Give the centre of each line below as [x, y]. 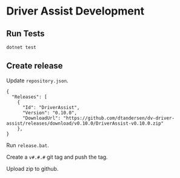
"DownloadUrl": [42, 118]
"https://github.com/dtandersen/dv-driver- [119, 118]
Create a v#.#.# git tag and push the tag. [57, 157]
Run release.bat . [28, 145]
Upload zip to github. [32, 168]
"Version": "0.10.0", [50, 113]
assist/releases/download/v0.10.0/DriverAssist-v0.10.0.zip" [85, 123]
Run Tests [25, 34]
